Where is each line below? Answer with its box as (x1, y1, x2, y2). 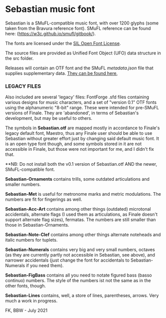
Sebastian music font (5, 3, 95, 15)
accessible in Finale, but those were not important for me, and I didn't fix (5, 146, 155, 152)
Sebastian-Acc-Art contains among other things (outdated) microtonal (5, 206, 151, 212)
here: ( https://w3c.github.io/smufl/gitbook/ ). (5, 30, 96, 36)
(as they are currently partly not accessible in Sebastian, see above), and (5, 252, 156, 258)
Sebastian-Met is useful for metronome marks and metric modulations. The (5, 191, 161, 197)
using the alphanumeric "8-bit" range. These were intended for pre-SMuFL (5, 105, 160, 111)
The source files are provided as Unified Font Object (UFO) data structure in (5, 50, 161, 56)
